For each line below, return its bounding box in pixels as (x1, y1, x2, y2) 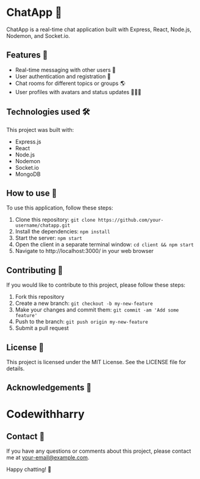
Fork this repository (15, 293, 65, 301)
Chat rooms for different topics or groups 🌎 (15, 79, 126, 87)
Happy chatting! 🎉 (6, 466, 52, 473)
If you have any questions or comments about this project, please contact (6, 447, 191, 455)
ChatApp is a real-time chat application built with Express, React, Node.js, (6, 26, 192, 33)
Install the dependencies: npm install (15, 228, 110, 235)
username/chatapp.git (15, 222, 70, 229)
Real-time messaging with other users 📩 (15, 66, 116, 73)
